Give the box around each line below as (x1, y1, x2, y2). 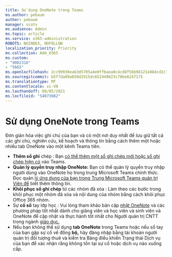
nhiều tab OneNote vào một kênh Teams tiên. (5, 143, 101, 149)
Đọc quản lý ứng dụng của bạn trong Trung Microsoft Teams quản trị (12, 175, 158, 181)
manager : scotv (5, 22, 38, 27)
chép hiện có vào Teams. (12, 159, 66, 165)
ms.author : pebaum (5, 12, 45, 17)
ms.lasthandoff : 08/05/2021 (5, 88, 66, 94)
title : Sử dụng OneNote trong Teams (5, 7, 83, 13)
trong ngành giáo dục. (12, 219, 60, 225)
